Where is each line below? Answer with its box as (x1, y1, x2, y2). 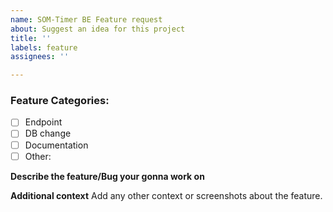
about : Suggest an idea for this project (10, 24, 186, 34)
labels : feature (10, 42, 78, 53)
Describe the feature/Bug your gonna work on (10, 170, 205, 182)
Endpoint (24, 116, 63, 128)
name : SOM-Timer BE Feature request (10, 14, 163, 25)
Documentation (24, 139, 89, 151)
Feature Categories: (10, 94, 110, 108)
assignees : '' (10, 52, 70, 62)
